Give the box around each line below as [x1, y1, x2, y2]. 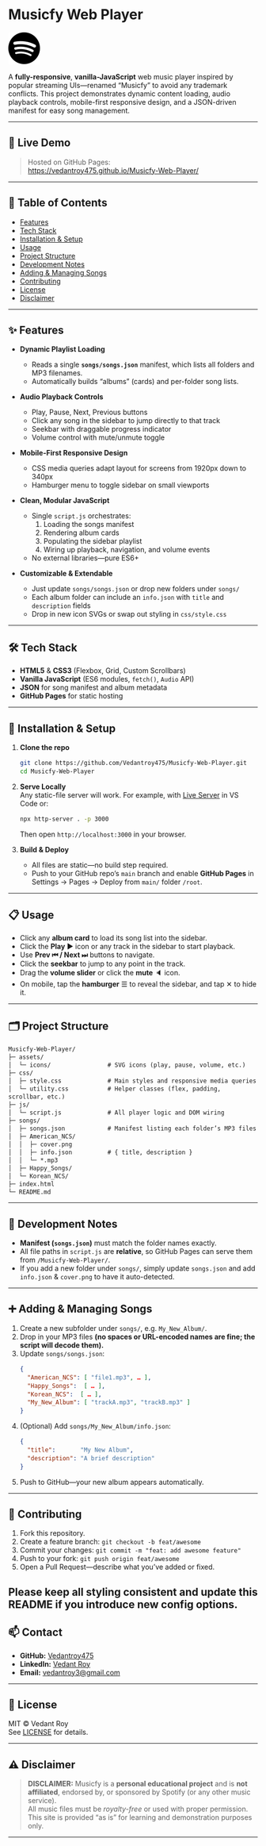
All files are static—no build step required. [31, 860, 169, 870]
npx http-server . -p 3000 [19, 815, 109, 823]
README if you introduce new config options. [8, 1598, 238, 1611]
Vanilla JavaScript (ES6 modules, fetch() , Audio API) [19, 675, 195, 684]
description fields [31, 601, 91, 610]
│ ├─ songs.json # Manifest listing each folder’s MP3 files [8, 1125, 257, 1133]
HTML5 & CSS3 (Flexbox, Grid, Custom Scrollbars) [19, 666, 186, 675]
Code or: [19, 798, 49, 808]
